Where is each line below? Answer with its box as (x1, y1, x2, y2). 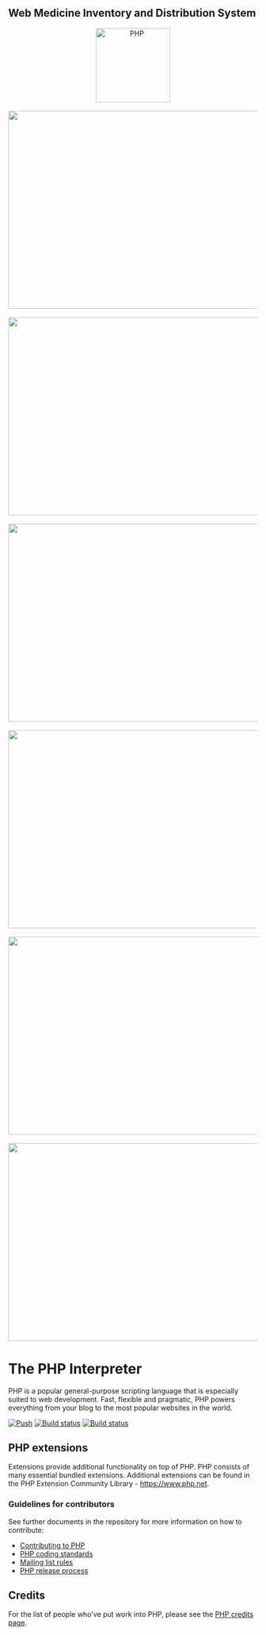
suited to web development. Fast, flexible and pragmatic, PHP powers (8, 1394, 235, 1404)
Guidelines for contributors (8, 1499, 115, 1510)
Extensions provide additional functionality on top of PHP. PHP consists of (8, 1462, 250, 1472)
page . (8, 1618, 28, 1628)
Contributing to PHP (19, 1540, 85, 1550)
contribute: (8, 1525, 44, 1534)
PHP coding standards (19, 1549, 93, 1558)
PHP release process (19, 1565, 89, 1575)
